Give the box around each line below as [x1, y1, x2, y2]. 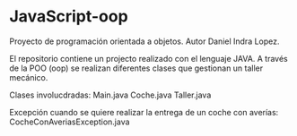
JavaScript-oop [9, 6, 128, 27]
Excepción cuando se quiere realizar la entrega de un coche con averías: [9, 106, 279, 117]
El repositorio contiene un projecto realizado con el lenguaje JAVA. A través [9, 53, 289, 64]
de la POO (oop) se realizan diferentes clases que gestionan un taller [9, 63, 264, 73]
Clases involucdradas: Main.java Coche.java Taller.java [9, 89, 212, 100]
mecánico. [9, 72, 48, 82]
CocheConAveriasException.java [9, 116, 130, 127]
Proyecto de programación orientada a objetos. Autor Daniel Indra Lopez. [9, 36, 280, 47]
